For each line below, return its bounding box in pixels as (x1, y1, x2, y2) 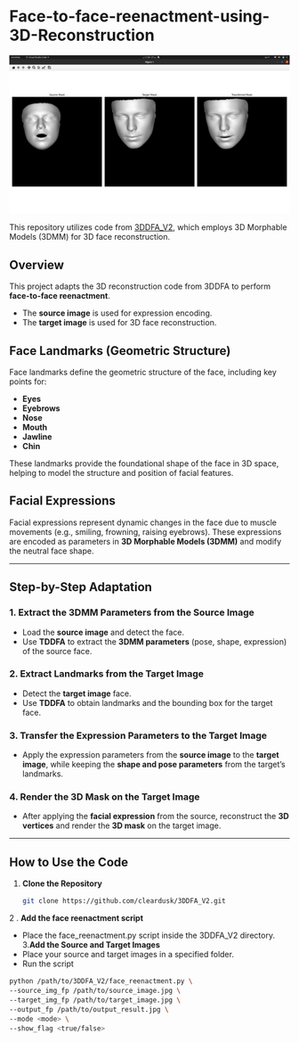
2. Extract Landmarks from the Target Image (9, 668, 205, 680)
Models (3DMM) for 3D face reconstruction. (9, 232, 171, 242)
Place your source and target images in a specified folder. (21, 949, 234, 960)
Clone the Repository (21, 878, 102, 889)
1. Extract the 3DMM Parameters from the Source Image (9, 606, 255, 619)
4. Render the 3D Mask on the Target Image (9, 791, 200, 803)
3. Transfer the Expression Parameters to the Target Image (9, 729, 268, 742)
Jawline (21, 431, 53, 442)
